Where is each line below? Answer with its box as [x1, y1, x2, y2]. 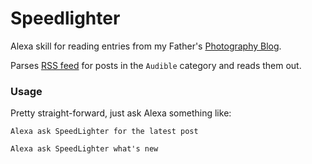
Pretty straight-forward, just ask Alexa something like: [10, 107, 232, 119]
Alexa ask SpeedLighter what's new [10, 144, 159, 154]
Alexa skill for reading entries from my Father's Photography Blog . [10, 40, 282, 52]
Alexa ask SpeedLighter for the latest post [10, 127, 199, 137]
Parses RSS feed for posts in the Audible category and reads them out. [10, 59, 302, 71]
